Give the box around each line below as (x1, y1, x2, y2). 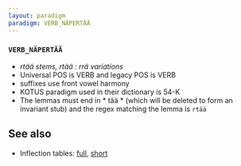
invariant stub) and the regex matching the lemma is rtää (19, 104, 207, 113)
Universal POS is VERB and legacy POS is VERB (19, 69, 177, 80)
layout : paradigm (8, 11, 66, 20)
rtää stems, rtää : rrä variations (19, 61, 123, 71)
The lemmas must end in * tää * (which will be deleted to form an (19, 95, 233, 105)
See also (8, 127, 52, 140)
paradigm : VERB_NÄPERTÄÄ (8, 19, 91, 27)
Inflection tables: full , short (19, 148, 108, 158)
